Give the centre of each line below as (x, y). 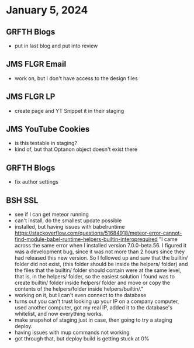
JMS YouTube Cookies (48, 129)
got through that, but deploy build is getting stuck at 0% (82, 339)
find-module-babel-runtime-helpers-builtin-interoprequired (86, 239)
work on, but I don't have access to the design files (76, 78)
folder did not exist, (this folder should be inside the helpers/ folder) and (101, 264)
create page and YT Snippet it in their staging (69, 111)
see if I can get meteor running (52, 215)
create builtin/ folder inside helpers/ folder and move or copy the (92, 283)
